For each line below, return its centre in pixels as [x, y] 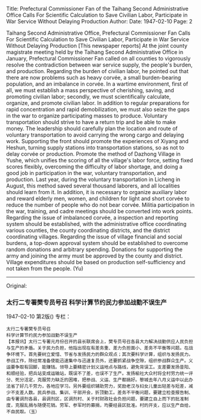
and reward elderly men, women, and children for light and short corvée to [98, 198]
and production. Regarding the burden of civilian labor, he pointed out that [98, 71]
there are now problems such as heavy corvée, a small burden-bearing [94, 78]
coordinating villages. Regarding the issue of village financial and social [94, 237]
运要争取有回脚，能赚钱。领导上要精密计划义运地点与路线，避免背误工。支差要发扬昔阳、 [100, 367]
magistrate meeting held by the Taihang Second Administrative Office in [95, 52]
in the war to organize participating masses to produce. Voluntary [87, 116]
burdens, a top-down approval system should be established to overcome [97, 243]
